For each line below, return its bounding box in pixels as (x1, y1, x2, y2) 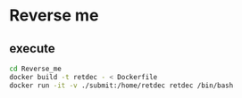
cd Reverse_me (9, 64, 63, 73)
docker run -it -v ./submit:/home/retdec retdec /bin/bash (9, 81, 234, 90)
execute (9, 41, 55, 56)
